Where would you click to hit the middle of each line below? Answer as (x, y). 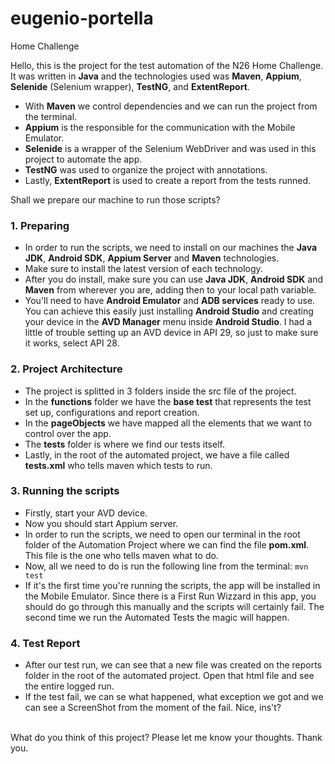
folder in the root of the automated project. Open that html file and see (169, 676)
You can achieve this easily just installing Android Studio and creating (169, 311)
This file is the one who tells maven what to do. (121, 555)
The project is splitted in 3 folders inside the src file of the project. (160, 391)
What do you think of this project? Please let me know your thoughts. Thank (166, 738)
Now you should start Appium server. (101, 523)
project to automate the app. (83, 159)
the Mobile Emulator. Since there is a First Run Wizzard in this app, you (170, 596)
